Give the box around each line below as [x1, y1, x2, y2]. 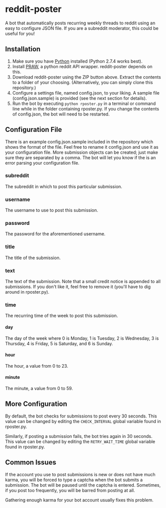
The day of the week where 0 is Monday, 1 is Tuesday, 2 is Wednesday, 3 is [5, 335, 159, 341]
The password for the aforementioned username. [5, 231, 106, 237]
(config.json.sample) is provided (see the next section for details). [12, 95, 147, 101]
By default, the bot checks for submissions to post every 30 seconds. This [5, 413, 157, 419]
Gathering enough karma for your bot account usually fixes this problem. [5, 497, 154, 503]
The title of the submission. [5, 255, 61, 261]
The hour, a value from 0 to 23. [5, 363, 68, 369]
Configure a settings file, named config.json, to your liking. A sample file [12, 90, 160, 96]
